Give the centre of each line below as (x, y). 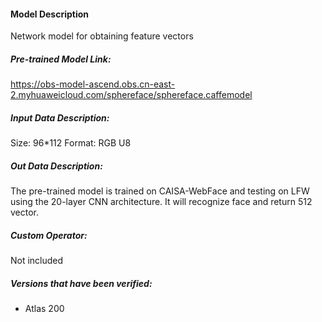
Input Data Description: (60, 117)
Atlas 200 (44, 309)
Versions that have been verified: (81, 283)
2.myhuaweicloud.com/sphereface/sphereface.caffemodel (131, 95)
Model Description (50, 14)
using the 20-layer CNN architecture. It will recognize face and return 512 (161, 202)
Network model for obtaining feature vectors (102, 36)
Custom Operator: (49, 235)
